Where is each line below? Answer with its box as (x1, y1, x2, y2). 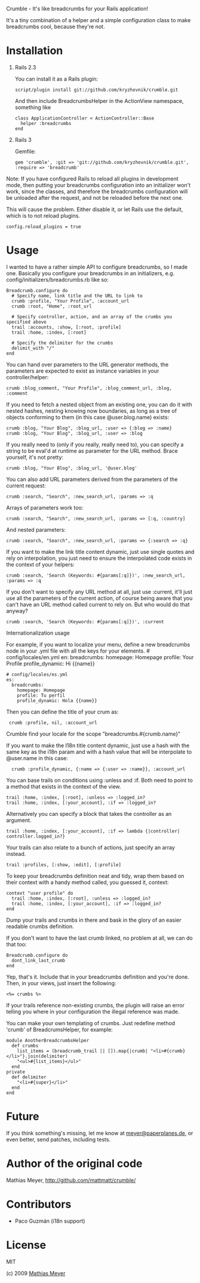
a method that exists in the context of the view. (6, 783, 121, 790)
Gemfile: (14, 148, 36, 155)
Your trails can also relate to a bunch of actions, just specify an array (6, 843, 175, 851)
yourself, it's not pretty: (6, 453, 64, 461)
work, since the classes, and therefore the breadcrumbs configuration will (6, 188, 188, 195)
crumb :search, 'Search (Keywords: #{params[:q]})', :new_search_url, (6, 572, 186, 578)
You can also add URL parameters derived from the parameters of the (6, 476, 178, 483)
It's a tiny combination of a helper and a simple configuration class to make (6, 17, 191, 23)
